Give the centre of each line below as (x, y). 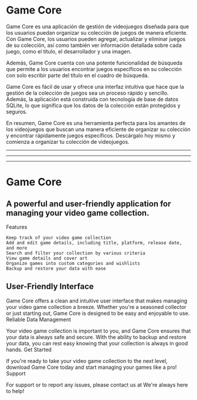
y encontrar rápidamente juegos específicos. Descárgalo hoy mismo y (91, 135)
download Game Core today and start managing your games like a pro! (91, 367)
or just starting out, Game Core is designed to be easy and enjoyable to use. (98, 313)
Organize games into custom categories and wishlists (73, 263)
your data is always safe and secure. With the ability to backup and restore (96, 337)
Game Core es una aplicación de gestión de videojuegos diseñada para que (98, 26)
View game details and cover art (47, 258)
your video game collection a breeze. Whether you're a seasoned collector (96, 307)
